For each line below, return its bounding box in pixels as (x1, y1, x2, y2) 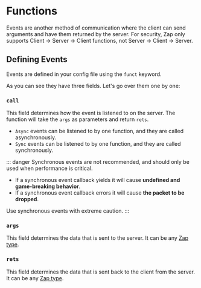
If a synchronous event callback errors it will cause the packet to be (14, 189, 185, 196)
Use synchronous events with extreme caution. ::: (6, 207, 130, 214)
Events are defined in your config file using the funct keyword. (6, 70, 162, 78)
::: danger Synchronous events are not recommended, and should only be (6, 158, 190, 166)
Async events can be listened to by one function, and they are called (14, 128, 184, 135)
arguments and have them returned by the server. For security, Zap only (6, 30, 185, 37)
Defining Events (6, 54, 68, 64)
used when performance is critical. (6, 164, 93, 172)
